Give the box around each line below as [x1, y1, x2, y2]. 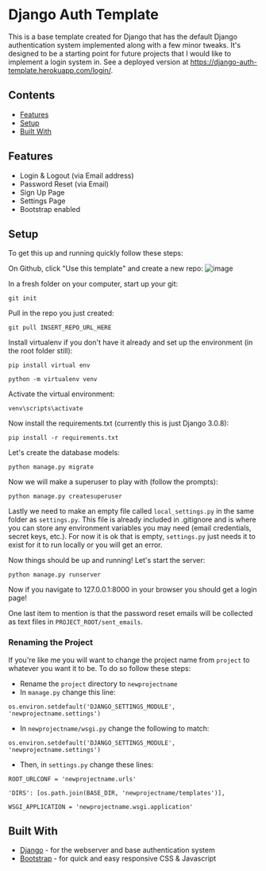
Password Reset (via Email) [19, 179, 110, 188]
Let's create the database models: [8, 448, 121, 457]
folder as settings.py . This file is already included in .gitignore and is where [8, 515, 256, 525]
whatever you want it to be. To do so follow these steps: [8, 663, 191, 673]
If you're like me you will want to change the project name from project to [8, 655, 250, 665]
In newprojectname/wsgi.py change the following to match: [19, 723, 210, 733]
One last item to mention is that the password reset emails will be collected [8, 609, 253, 619]
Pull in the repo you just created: [8, 308, 114, 318]
